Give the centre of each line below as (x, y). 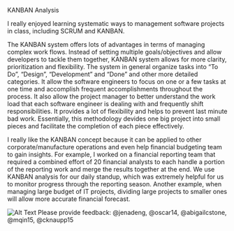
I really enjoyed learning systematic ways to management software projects (116, 23)
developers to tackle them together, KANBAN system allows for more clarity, (117, 59)
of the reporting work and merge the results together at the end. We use (111, 169)
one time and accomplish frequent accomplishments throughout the (105, 89)
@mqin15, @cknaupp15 (41, 220)
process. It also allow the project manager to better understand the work (111, 96)
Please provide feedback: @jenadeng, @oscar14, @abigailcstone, (132, 213)
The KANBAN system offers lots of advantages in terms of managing (106, 44)
